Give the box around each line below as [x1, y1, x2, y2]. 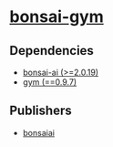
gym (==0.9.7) [22, 77, 77, 88]
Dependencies [9, 43, 94, 58]
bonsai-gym [9, 6, 104, 27]
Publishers [9, 103, 72, 119]
